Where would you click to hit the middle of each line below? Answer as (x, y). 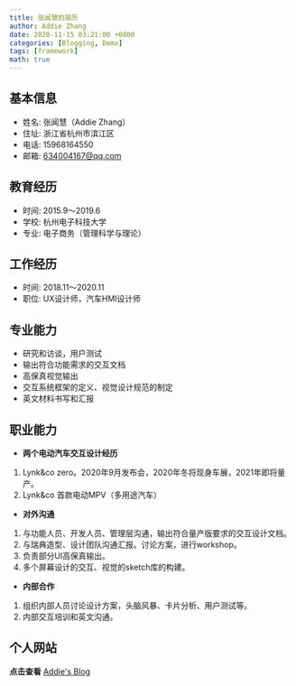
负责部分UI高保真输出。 (66, 556)
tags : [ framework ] (44, 51)
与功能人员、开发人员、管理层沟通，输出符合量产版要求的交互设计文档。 (157, 533)
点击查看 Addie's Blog (50, 671)
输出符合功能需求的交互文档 (74, 365)
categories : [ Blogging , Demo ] (66, 43)
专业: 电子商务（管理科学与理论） (84, 233)
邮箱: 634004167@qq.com (72, 155)
